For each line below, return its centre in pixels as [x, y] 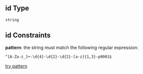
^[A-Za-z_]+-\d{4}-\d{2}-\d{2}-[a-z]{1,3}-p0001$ [59, 57]
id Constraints [28, 35]
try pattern [16, 66]
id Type [17, 8]
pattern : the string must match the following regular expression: [72, 47]
